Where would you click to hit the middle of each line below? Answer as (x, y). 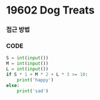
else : (13, 85)
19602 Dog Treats (51, 10)
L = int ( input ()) (27, 69)
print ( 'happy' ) (35, 80)
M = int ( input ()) (27, 64)
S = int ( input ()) (27, 58)
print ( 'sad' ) (33, 91)
